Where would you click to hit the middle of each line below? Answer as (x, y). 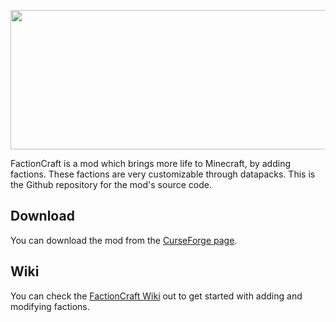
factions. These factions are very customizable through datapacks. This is (163, 174)
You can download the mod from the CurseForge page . (124, 240)
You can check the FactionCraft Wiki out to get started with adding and (156, 296)
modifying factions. (50, 306)
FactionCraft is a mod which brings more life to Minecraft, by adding (151, 163)
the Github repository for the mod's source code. (111, 184)
